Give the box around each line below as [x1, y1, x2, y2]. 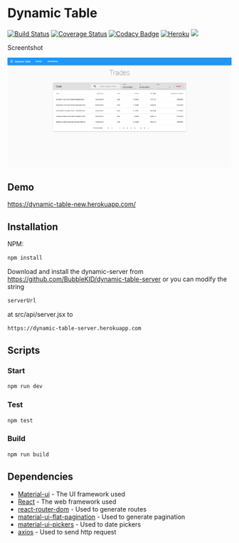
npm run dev [7, 383, 43, 390]
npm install [7, 255, 43, 262]
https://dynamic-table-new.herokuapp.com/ [7, 200, 137, 208]
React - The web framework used [17, 497, 117, 506]
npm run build [7, 451, 50, 458]
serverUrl [7, 298, 37, 305]
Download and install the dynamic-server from [7, 268, 144, 276]
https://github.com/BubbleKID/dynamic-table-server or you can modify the [7, 275, 228, 283]
